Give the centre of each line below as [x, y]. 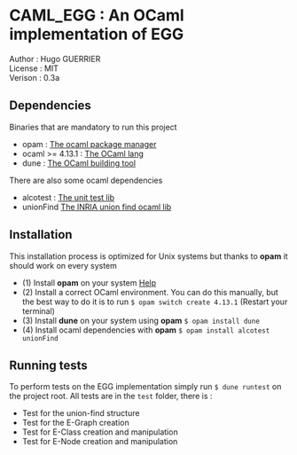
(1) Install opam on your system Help [89, 282]
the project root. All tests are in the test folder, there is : [111, 396]
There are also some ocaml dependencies [86, 180]
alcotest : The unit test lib [68, 197]
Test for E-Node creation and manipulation [100, 442]
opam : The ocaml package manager [89, 144]
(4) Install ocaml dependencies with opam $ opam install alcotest [146, 330]
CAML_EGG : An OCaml [97, 16]
